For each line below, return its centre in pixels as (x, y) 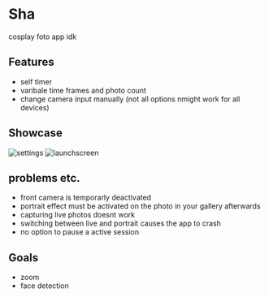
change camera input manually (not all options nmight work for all (130, 99)
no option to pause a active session (80, 232)
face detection (44, 286)
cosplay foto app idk (43, 37)
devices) (35, 107)
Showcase (36, 133)
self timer (36, 81)
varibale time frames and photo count (83, 90)
